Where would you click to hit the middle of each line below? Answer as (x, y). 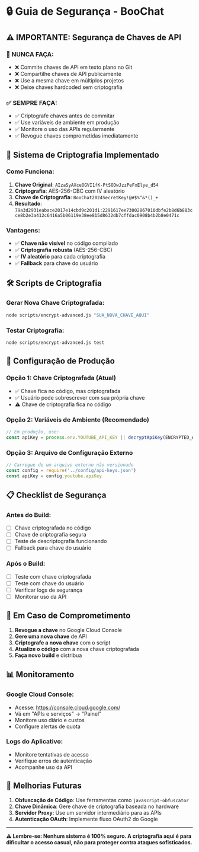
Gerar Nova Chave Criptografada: (55, 303)
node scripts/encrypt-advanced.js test (55, 343)
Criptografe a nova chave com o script (62, 642)
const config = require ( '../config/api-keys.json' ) (71, 470)
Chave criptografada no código (53, 528)
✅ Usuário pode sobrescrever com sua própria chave (80, 397)
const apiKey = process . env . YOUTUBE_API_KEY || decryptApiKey (84, 437)
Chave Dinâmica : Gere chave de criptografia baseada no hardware (97, 806)
